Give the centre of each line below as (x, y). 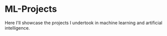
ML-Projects (31, 9)
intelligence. (17, 28)
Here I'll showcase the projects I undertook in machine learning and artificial (83, 23)
